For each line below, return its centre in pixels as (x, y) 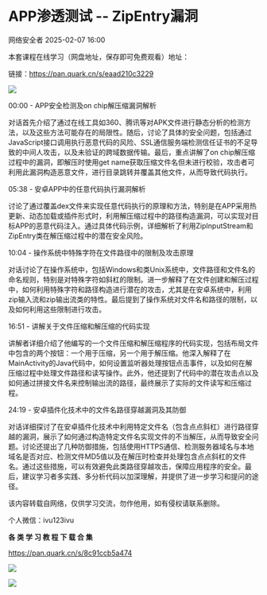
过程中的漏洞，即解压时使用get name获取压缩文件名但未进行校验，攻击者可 (132, 162)
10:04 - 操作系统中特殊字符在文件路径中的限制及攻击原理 (101, 252)
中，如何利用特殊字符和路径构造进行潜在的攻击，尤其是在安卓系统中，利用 (130, 289)
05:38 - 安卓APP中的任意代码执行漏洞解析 (77, 189)
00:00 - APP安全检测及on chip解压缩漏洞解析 (83, 105)
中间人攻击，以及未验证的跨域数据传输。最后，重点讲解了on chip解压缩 (139, 152)
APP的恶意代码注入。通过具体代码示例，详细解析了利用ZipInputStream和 (134, 226)
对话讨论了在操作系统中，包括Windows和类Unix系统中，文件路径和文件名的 (132, 269)
